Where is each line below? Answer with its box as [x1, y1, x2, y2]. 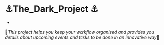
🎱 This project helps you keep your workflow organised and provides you [5, 29, 154, 35]
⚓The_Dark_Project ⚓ [5, 3, 98, 15]
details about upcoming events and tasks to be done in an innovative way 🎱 [5, 34, 160, 40]
